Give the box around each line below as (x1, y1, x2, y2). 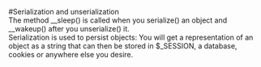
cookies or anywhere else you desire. (8, 50, 134, 59)
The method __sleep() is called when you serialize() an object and (8, 15, 228, 25)
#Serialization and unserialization (8, 7, 120, 16)
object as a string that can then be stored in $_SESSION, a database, (8, 41, 237, 51)
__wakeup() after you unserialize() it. (8, 24, 130, 33)
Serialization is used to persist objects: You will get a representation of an (8, 32, 254, 42)
